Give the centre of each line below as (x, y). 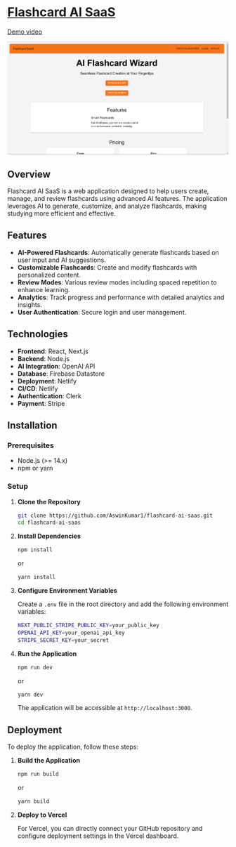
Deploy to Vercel (42, 815)
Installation (32, 425)
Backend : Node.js (44, 358)
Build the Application (49, 761)
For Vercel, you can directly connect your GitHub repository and (110, 828)
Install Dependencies (49, 536)
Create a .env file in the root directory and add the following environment (123, 604)
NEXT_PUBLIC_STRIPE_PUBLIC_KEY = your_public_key (88, 626)
